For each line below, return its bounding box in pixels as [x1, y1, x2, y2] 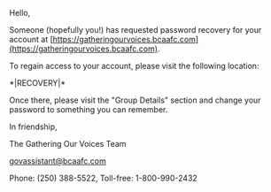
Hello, [9, 8, 31, 18]
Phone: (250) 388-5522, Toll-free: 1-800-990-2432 [9, 173, 197, 183]
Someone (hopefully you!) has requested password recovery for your [9, 25, 262, 35]
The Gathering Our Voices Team [9, 139, 127, 149]
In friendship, [9, 121, 58, 132]
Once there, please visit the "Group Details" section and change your [9, 95, 261, 105]
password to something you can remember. [9, 104, 168, 114]
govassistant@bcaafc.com [9, 156, 106, 166]
